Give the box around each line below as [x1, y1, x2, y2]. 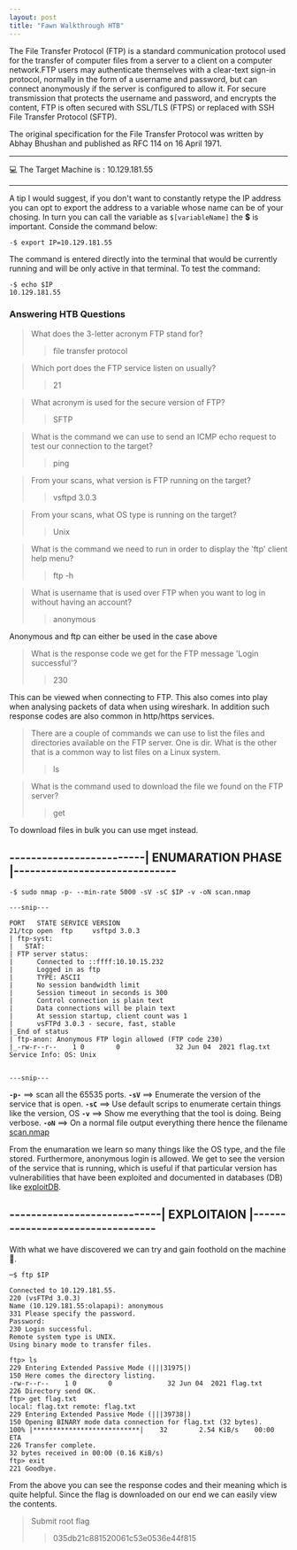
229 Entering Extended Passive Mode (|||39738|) [9, 1410, 192, 1419]
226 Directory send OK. [9, 1387, 97, 1396]
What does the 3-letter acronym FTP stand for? [30, 328, 203, 339]
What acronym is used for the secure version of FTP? [30, 397, 225, 407]
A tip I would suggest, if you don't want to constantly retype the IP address [9, 192, 281, 204]
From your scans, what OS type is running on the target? [30, 509, 237, 520]
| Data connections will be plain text [9, 1004, 176, 1013]
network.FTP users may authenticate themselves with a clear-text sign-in [9, 64, 277, 75]
